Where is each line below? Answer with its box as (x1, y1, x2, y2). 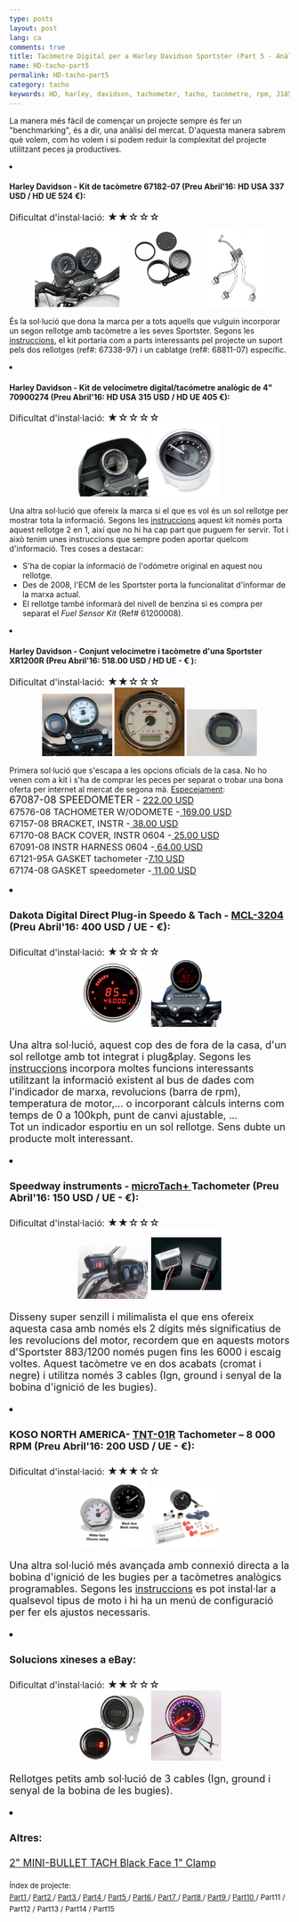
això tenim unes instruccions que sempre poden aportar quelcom (9, 534, 249, 545)
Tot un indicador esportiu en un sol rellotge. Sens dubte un (9, 1120, 287, 1133)
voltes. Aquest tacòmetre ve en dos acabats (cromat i (9, 1357, 262, 1370)
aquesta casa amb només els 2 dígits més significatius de (9, 1322, 282, 1335)
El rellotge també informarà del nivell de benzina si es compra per (21, 598, 263, 610)
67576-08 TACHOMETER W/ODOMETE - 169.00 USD (9, 805, 232, 817)
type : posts (9, 14, 53, 23)
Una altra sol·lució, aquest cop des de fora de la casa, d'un (9, 1039, 287, 1051)
